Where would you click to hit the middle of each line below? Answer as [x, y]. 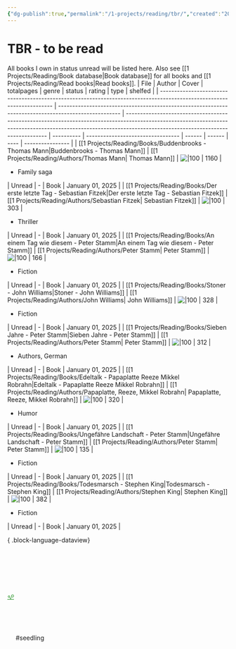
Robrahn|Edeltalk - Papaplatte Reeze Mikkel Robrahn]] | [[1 [92, 384]
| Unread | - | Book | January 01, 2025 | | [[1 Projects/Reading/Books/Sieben [117, 327]
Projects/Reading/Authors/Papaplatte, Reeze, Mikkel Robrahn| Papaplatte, [114, 392]
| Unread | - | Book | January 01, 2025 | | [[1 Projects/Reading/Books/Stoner [117, 285]
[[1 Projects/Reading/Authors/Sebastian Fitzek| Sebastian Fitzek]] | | [116, 200]
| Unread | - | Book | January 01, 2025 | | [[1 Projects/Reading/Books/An [111, 235]
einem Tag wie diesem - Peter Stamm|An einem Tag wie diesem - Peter [111, 242]
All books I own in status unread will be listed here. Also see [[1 [98, 68]
